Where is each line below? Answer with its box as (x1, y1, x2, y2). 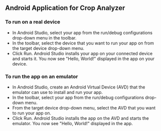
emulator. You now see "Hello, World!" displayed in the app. (12, 120, 133, 126)
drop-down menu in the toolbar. (12, 35, 77, 41)
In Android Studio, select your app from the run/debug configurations (12, 29, 153, 36)
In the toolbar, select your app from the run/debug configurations (12, 94, 144, 100)
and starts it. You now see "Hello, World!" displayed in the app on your (12, 56, 155, 62)
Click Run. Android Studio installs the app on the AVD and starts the (12, 115, 149, 121)
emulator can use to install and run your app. (12, 89, 103, 95)
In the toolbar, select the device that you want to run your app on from (12, 40, 154, 46)
